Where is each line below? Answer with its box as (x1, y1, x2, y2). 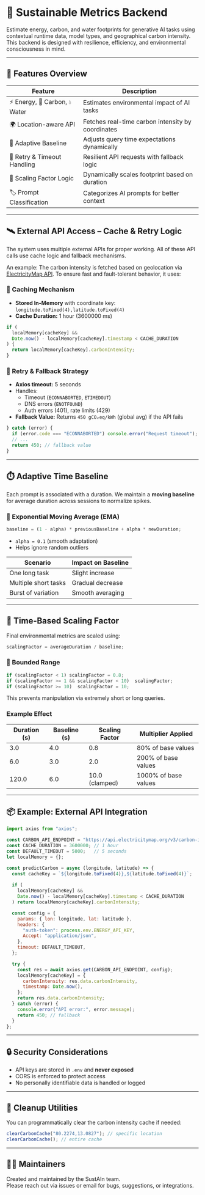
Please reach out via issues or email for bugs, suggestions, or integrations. (6, 1182, 194, 1189)
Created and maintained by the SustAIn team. (6, 1175, 121, 1182)
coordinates (83, 125, 118, 133)
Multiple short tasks (9, 578, 66, 587)
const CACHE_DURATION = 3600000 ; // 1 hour (6, 843, 119, 849)
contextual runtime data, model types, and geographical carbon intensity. (6, 32, 191, 39)
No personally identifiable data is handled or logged (15, 1079, 146, 1087)
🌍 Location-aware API (9, 120, 75, 129)
